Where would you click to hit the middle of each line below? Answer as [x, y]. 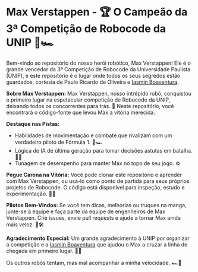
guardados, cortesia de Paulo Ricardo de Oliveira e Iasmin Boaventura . [93, 82]
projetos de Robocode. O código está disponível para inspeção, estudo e [95, 187]
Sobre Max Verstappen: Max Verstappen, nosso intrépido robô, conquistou [99, 93]
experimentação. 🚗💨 [31, 194]
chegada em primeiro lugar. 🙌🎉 [44, 251]
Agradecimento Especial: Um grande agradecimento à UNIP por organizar [98, 238]
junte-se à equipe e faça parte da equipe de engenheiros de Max [86, 211]
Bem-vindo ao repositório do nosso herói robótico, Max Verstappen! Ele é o [99, 63]
